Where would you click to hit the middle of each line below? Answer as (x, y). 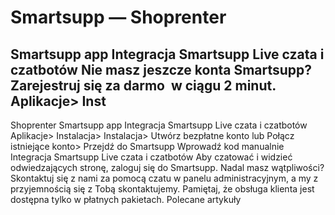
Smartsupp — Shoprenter (118, 17)
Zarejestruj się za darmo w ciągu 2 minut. (143, 85)
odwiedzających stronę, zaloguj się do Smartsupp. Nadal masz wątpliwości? (167, 167)
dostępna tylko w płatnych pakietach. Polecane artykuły (126, 199)
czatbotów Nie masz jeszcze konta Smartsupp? (161, 69)
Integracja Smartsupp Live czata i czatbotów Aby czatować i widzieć (151, 157)
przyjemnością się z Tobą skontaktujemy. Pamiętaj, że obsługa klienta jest (162, 189)
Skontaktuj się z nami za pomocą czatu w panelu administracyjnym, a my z (164, 178)
